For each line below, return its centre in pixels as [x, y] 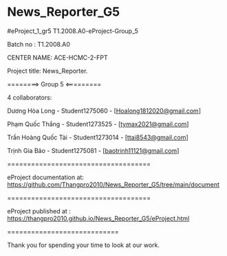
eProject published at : [39, 211]
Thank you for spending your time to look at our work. [84, 245]
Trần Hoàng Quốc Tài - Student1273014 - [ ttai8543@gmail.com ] [98, 137]
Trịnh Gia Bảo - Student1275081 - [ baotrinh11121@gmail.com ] [93, 150]
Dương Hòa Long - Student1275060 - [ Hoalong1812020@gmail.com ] [104, 110]
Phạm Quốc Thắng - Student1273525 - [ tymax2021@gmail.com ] [98, 124]
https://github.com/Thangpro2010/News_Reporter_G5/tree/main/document [113, 184]
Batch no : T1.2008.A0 [39, 44]
